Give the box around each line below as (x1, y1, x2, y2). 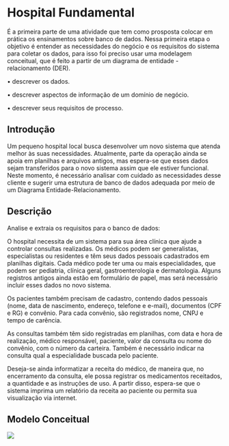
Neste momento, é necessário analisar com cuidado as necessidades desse (7, 171, 221, 179)
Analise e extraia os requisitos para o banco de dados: (7, 224, 161, 232)
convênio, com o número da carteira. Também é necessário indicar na (7, 344, 204, 352)
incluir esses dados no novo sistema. (7, 281, 111, 289)
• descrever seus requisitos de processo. (7, 104, 124, 112)
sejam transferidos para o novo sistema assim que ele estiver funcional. (7, 163, 209, 172)
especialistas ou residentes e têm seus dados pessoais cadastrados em (7, 252, 210, 260)
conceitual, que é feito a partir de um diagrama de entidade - (7, 56, 179, 64)
